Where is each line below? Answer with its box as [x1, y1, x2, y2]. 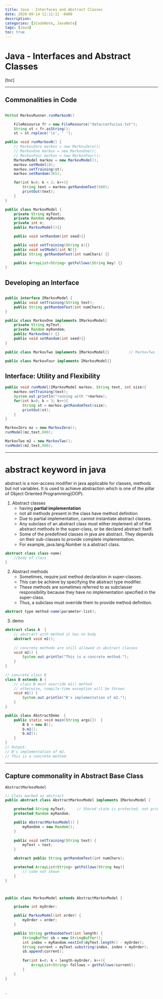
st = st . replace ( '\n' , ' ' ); [14, 131, 73, 136]
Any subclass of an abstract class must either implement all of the [19, 520, 151, 526]
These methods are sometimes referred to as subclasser [19, 584, 133, 590]
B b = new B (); [22, 722, 53, 727]
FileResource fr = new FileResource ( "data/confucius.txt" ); [14, 122, 138, 127]
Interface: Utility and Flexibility [5, 372, 100, 380]
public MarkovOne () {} [14, 332, 60, 336]
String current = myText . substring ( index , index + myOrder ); [22, 944, 149, 949]
